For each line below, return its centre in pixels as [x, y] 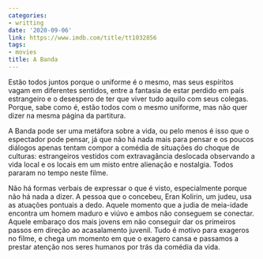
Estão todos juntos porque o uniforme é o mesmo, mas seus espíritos [121, 82]
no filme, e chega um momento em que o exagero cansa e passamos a [124, 238]
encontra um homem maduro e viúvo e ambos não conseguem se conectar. [131, 213]
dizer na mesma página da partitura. [67, 115]
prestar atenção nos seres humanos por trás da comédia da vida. [114, 246]
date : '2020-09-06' [40, 30]
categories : [28, 15]
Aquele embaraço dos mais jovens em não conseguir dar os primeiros [122, 221]
